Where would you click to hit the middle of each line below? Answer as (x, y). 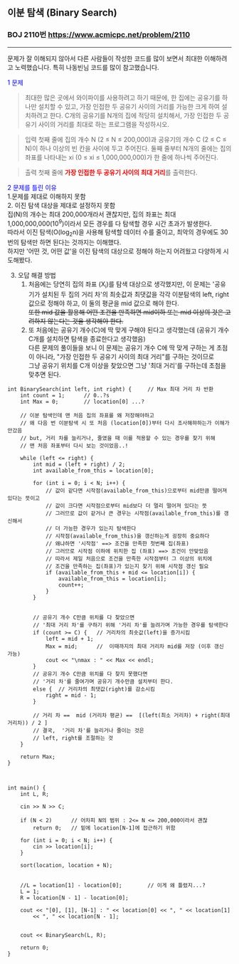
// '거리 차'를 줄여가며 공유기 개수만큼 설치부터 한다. (103, 681)
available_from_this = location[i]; (112, 579)
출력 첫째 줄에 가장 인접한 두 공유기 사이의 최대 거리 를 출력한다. (111, 172)
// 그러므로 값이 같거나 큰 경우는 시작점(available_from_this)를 (133, 513)
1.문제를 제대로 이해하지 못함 (47, 196)
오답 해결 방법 (37, 276)
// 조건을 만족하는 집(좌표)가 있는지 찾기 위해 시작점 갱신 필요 (127, 566)
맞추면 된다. (44, 374)
